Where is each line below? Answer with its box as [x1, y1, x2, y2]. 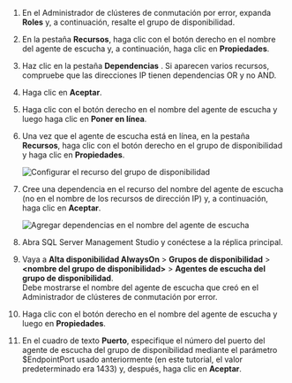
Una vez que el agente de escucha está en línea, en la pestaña [21, 131, 250, 141]
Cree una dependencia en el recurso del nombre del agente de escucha [21, 184, 284, 194]
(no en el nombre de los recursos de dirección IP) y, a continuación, [21, 194, 269, 203]
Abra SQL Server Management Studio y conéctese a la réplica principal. [21, 237, 284, 247]
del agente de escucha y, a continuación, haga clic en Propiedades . [21, 43, 270, 54]
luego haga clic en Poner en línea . [21, 114, 147, 124]
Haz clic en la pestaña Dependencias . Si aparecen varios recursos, [21, 61, 270, 71]
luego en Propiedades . [21, 318, 106, 328]
